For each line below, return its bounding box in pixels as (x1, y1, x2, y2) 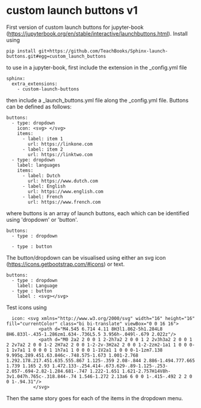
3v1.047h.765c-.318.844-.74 (6, 373, 77, 380)
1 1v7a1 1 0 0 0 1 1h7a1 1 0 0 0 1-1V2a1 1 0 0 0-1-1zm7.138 (6, 347, 163, 353)
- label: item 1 (22, 136, 63, 142)
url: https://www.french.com (28, 199, 101, 205)
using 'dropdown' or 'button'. (6, 216, 78, 223)
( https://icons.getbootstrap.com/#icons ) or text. (6, 260, 125, 268)
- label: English (22, 183, 66, 189)
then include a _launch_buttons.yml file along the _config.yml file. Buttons (6, 96, 189, 104)
